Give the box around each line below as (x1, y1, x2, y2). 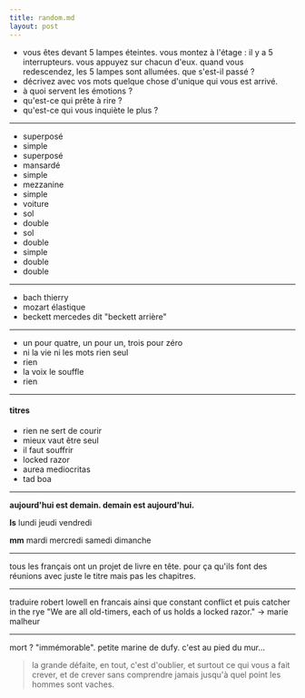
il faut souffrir (22, 444, 74, 455)
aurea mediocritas (22, 464, 91, 475)
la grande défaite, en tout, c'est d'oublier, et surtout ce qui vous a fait (31, 659, 290, 670)
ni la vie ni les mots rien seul (22, 347, 129, 358)
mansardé (22, 160, 61, 171)
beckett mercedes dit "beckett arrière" (22, 310, 168, 322)
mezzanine (22, 179, 64, 190)
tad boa (22, 473, 52, 484)
